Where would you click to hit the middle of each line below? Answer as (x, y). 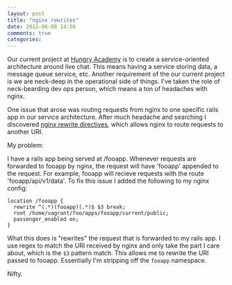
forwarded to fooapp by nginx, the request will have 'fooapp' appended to (113, 166)
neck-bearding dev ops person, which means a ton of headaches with (108, 89)
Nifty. (15, 274)
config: (17, 188)
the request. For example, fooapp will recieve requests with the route (106, 174)
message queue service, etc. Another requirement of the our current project (116, 74)
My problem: (25, 145)
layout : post (26, 14)
